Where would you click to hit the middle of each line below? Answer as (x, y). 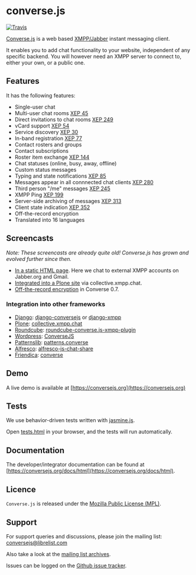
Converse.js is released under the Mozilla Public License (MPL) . (84, 504)
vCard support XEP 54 (42, 126)
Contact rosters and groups (48, 144)
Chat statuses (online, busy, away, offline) (66, 163)
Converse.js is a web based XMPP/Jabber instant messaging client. (88, 38)
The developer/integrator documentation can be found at (75, 465)
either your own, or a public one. (46, 63)
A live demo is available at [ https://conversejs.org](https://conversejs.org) (96, 387)
